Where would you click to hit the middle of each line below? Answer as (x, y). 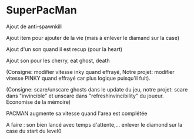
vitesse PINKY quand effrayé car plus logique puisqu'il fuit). (78, 78)
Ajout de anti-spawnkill (34, 26)
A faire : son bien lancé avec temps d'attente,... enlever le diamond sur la (94, 124)
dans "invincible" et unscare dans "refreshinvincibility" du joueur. (85, 96)
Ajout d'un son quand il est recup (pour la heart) (64, 49)
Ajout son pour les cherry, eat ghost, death (58, 60)
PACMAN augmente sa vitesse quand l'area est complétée (77, 113)
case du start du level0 (34, 131)
